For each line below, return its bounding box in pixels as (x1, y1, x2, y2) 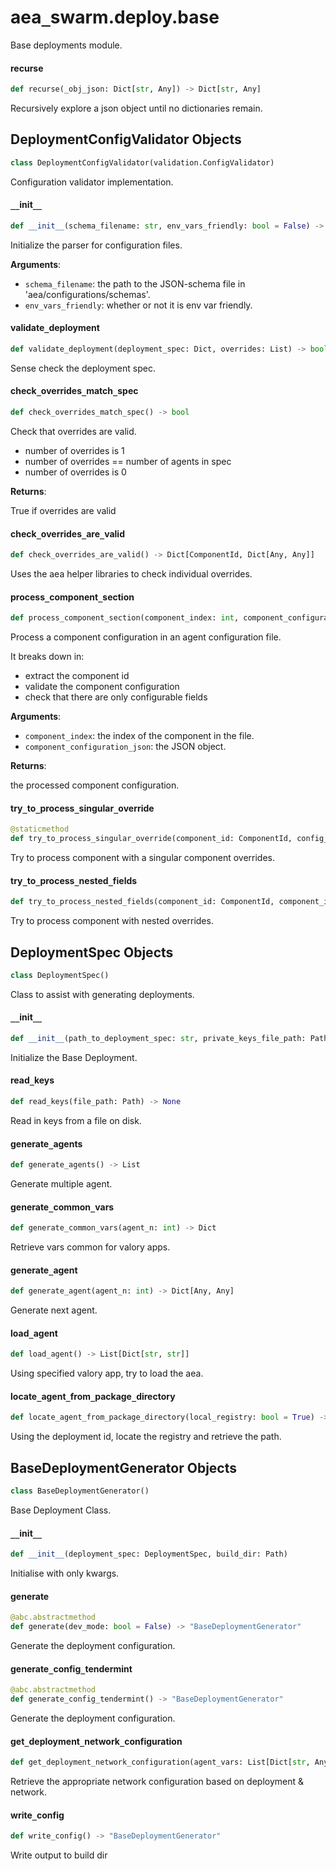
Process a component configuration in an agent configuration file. (10, 631, 282, 643)
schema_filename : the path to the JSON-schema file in (24, 277, 246, 290)
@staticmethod (10, 824, 70, 835)
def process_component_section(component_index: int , (10, 613, 240, 623)
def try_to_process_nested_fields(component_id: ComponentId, (10, 897, 275, 907)
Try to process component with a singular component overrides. (10, 852, 276, 864)
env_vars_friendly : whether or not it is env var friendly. (24, 299, 253, 311)
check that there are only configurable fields (24, 691, 208, 703)
